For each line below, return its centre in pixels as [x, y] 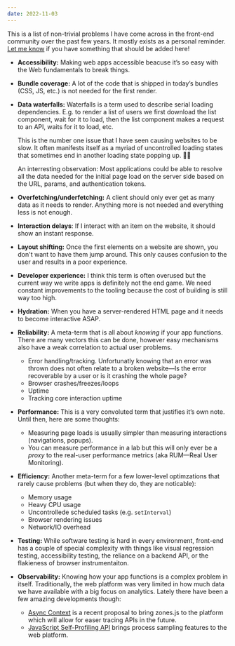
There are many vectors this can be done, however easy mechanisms [118, 339]
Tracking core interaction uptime [75, 398]
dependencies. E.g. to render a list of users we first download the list [117, 112]
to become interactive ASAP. [59, 318]
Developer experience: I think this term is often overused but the [112, 275]
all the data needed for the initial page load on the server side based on [121, 176]
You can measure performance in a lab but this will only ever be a [122, 448]
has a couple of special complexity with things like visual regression [115, 548]
